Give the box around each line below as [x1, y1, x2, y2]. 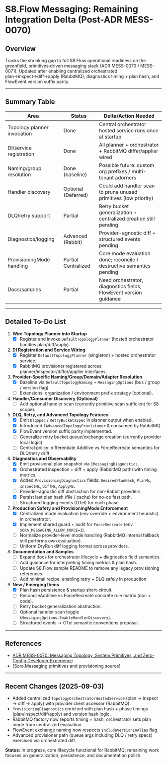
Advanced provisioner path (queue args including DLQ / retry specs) [12, 732, 153, 738]
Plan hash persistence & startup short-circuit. [19, 587, 113, 593]
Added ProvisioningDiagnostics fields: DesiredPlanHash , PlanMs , [19, 477, 152, 483]
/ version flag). [19, 384, 50, 390]
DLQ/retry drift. [19, 451, 51, 457]
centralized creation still [99, 215, 155, 222]
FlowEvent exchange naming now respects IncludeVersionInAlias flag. [12, 727, 159, 733]
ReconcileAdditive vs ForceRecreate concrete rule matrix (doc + [19, 593, 151, 599]
